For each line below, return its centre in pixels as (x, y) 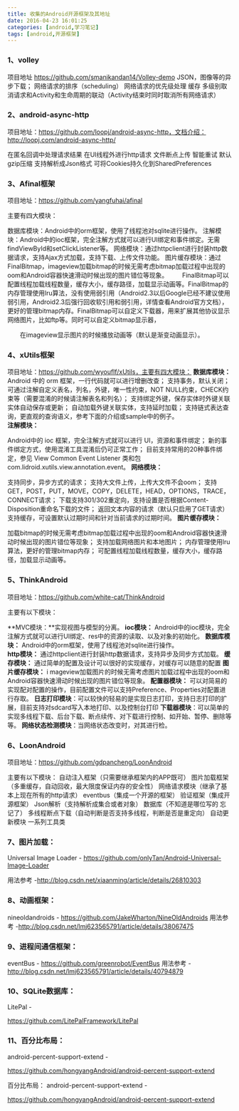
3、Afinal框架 (31, 184)
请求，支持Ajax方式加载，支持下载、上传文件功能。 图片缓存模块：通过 (117, 258)
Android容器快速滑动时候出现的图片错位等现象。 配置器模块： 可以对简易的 (117, 680)
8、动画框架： (32, 900)
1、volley (23, 60)
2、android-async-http (48, 115)
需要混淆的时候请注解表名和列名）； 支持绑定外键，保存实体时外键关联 (128, 399)
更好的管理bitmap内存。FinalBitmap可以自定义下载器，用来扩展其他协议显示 (119, 311)
